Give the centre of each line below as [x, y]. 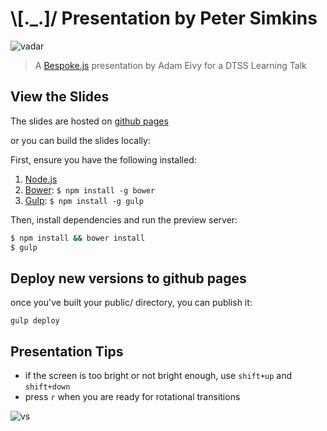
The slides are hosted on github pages [89, 121]
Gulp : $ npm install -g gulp [84, 200]
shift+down [47, 387]
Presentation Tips [67, 351]
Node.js [41, 179]
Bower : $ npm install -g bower [90, 189]
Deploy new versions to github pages [128, 278]
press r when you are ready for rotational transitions [132, 397]
